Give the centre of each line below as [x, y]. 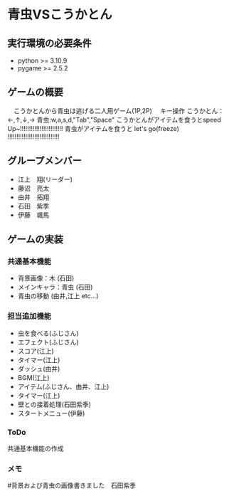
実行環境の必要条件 [49, 43]
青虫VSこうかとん [60, 15]
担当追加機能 [30, 316]
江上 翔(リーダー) [45, 179]
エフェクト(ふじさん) [48, 342]
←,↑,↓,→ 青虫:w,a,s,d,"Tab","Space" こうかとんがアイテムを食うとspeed [114, 120]
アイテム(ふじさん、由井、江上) [63, 386]
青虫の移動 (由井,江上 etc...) [58, 296]
